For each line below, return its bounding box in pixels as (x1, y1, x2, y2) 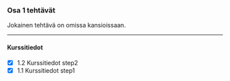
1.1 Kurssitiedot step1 (16, 66, 75, 74)
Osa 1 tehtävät (7, 5, 56, 15)
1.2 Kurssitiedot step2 (16, 58, 79, 67)
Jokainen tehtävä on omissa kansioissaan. (7, 21, 127, 30)
